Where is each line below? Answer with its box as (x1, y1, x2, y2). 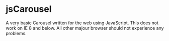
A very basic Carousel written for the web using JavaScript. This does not (6, 20, 159, 26)
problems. (6, 30, 27, 36)
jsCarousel (6, 3, 52, 15)
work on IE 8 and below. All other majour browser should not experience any (6, 25, 164, 31)
